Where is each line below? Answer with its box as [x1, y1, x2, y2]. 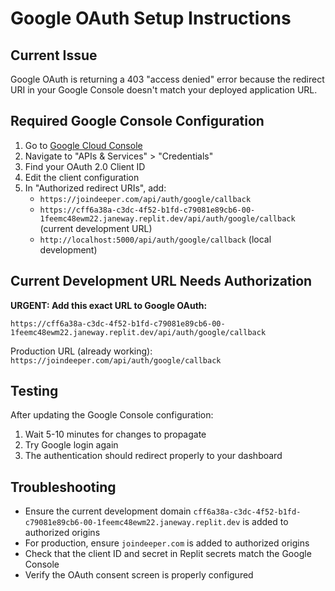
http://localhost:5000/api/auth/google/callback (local [39, 233, 272, 245]
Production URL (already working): [10, 345, 153, 357]
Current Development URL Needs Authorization [10, 273, 313, 290]
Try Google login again [24, 439, 119, 451]
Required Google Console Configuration [10, 113, 265, 130]
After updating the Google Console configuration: [10, 409, 214, 421]
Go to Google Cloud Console [24, 139, 143, 151]
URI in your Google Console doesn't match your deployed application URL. [10, 84, 318, 96]
